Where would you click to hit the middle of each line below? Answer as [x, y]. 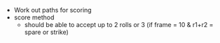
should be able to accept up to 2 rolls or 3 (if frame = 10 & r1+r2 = [119, 25]
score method [34, 17]
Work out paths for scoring [53, 10]
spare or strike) [46, 32]
